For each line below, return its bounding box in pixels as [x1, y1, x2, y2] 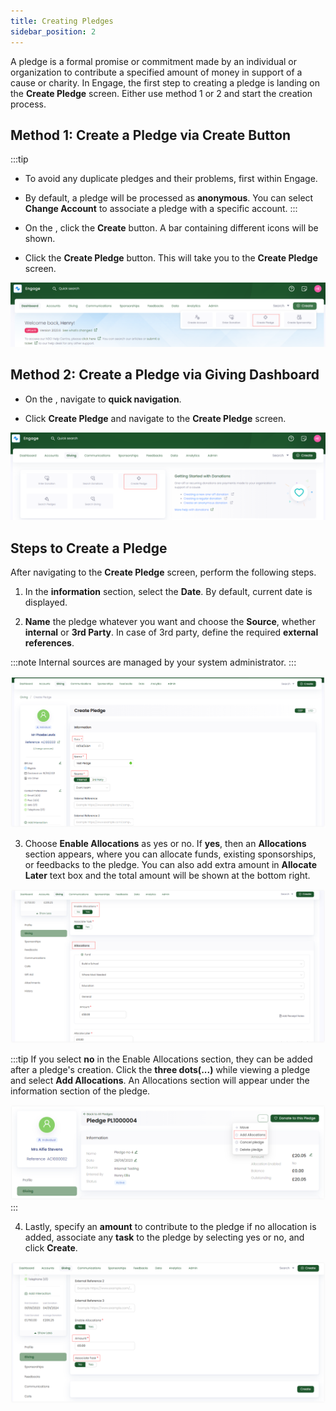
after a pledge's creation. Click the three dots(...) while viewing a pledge [10, 1064, 311, 1076]
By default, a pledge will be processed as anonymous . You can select [24, 192, 314, 204]
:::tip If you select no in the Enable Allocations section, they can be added [10, 1053, 313, 1065]
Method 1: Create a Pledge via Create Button [10, 126, 292, 144]
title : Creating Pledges [10, 16, 114, 26]
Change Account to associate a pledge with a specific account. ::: [24, 203, 298, 215]
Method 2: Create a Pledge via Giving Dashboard [10, 366, 320, 384]
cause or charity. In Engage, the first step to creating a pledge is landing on [10, 76, 320, 89]
